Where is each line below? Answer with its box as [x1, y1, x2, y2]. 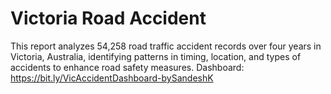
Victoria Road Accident [10, 7, 207, 30]
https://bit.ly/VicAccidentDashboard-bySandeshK [10, 72, 214, 84]
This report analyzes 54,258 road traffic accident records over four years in [10, 40, 322, 52]
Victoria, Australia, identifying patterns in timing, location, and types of [10, 50, 302, 62]
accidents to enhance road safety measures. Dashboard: [10, 61, 245, 73]
